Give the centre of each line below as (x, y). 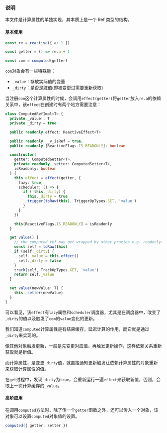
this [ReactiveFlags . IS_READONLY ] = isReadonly (63, 224)
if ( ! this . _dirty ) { (44, 192)
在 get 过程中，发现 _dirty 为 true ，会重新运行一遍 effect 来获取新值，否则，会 (83, 379)
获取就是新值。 (20, 352)
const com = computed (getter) (37, 61)
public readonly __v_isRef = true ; (46, 141)
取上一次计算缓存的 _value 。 (34, 385)
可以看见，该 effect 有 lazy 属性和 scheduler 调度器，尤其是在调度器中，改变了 (83, 312)
